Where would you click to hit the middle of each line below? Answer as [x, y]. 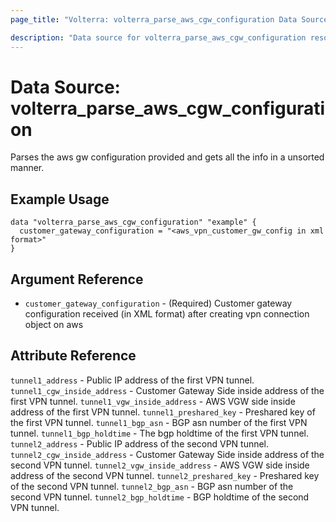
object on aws [54, 325]
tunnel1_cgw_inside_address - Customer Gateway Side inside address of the [167, 390]
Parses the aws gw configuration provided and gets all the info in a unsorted [167, 157]
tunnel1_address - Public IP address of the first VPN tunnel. [132, 380]
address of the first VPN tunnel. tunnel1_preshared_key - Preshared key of [163, 412]
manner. [27, 168]
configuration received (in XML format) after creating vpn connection [167, 314]
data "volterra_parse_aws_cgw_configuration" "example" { [133, 222]
